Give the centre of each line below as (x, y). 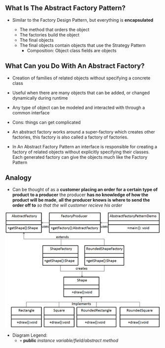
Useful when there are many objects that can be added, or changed (81, 93)
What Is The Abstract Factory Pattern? (65, 8)
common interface (31, 112)
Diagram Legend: (30, 335)
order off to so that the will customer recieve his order (67, 205)
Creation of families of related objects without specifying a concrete (81, 78)
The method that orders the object (54, 30)
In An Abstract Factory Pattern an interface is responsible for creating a (85, 146)
